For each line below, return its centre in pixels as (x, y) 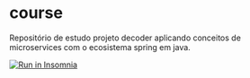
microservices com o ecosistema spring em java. (100, 47)
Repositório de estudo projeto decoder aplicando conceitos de (125, 38)
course (36, 13)
